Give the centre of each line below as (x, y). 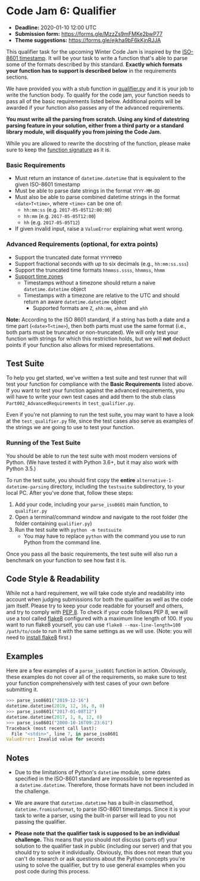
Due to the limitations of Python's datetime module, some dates (93, 773)
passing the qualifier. (40, 822)
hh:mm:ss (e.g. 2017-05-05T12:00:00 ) (68, 210)
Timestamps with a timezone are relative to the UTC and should (101, 295)
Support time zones (39, 276)
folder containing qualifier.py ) (53, 523)
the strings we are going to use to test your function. (71, 427)
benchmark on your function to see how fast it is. (66, 560)
